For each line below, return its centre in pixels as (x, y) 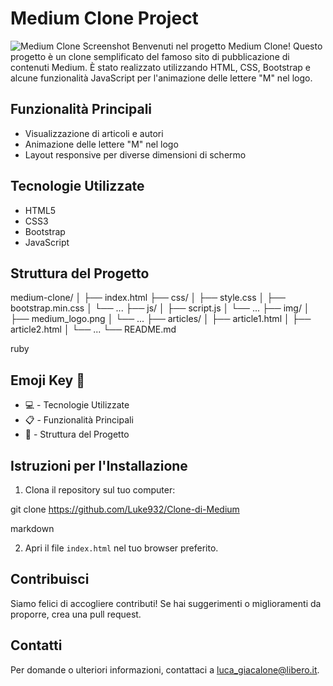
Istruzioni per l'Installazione (99, 465)
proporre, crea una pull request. (76, 614)
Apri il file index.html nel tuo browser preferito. (121, 548)
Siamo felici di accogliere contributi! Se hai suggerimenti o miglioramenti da (166, 603)
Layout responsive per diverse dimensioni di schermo (135, 154)
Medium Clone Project (104, 18)
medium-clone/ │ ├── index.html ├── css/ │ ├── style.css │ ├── (148, 298)
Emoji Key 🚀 (47, 380)
